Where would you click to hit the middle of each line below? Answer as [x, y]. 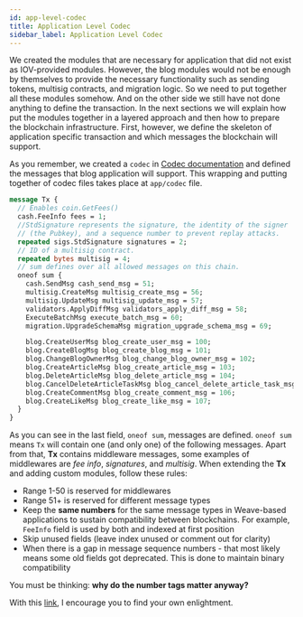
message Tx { [34, 200]
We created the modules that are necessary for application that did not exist [151, 61]
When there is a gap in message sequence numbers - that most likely [151, 548]
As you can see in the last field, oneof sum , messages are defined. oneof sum [151, 435]
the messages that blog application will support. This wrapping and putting [148, 173]
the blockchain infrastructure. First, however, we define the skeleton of [141, 127]
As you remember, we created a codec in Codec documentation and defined [150, 164]
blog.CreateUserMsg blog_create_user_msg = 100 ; [119, 342]
